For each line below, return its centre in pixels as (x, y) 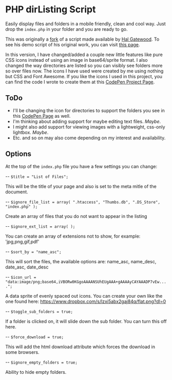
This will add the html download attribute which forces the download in (80, 347)
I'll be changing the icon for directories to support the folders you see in (89, 110)
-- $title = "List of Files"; (37, 176)
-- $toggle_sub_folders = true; (39, 311)
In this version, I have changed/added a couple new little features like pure (84, 55)
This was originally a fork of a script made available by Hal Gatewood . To (82, 39)
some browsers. (22, 352)
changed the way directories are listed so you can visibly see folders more (84, 65)
